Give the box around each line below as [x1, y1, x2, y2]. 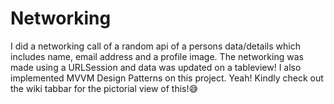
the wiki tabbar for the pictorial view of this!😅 [10, 82, 199, 94]
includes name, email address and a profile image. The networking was [10, 50, 304, 62]
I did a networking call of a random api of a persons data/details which [10, 40, 301, 52]
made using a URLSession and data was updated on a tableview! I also [10, 61, 302, 73]
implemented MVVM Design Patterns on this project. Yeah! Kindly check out [10, 72, 324, 84]
